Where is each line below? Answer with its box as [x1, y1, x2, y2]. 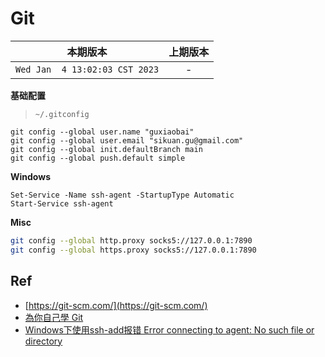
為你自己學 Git [24, 311, 84, 323]
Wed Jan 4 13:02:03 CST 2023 [15, 63, 160, 75]
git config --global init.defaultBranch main [10, 144, 203, 154]
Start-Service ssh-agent [10, 198, 114, 209]
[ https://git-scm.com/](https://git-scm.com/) [24, 299, 208, 311]
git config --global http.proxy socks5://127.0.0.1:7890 [10, 235, 253, 246]
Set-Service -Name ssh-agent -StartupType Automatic [10, 190, 235, 200]
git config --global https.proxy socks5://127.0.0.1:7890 [10, 245, 257, 255]
